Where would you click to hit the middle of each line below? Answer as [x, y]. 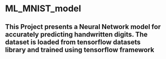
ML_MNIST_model [43, 9]
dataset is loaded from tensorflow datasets [73, 42]
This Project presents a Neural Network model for [83, 27]
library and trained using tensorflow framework [80, 50]
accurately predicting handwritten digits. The [77, 34]
